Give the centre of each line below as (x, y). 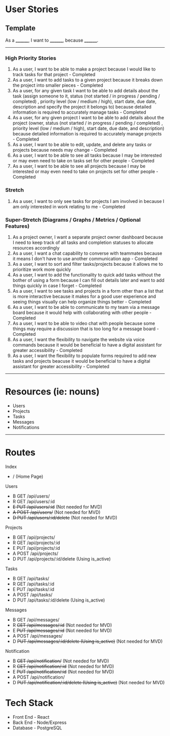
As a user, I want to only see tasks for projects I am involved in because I (88, 201)
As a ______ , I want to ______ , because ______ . (52, 40)
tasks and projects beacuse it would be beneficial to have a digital (81, 361)
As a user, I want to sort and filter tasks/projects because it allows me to (88, 264)
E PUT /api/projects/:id (36, 548)
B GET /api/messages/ (36, 619)
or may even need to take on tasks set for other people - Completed (83, 161)
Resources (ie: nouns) (52, 392)
